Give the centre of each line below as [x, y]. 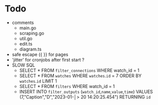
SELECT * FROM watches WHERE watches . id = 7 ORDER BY [80, 75]
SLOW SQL [23, 65]
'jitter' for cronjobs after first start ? [48, 59]
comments [23, 22]
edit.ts [26, 43]
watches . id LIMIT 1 [38, 81]
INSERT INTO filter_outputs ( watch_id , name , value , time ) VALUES [86, 91]
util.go [26, 38]
